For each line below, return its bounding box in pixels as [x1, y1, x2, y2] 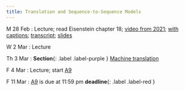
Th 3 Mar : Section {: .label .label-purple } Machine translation [6, 54, 159, 62]
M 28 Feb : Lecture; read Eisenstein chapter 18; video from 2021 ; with [6, 25, 179, 32]
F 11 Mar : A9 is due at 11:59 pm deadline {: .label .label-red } [6, 78, 155, 85]
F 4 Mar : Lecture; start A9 [6, 66, 72, 74]
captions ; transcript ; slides [6, 31, 72, 39]
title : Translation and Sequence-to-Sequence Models [6, 8, 142, 15]
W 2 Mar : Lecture [6, 43, 51, 50]
